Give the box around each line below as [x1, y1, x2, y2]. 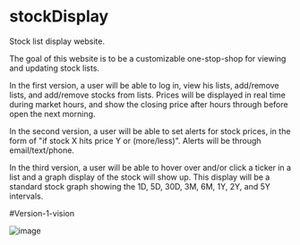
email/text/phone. [9, 145, 74, 156]
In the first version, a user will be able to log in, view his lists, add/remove [9, 80, 279, 90]
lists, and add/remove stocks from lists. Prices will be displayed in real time [9, 89, 287, 100]
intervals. [9, 190, 44, 201]
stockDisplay [9, 6, 109, 27]
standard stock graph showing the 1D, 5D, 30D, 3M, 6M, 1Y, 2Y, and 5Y [9, 181, 271, 191]
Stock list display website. [9, 36, 106, 46]
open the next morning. [9, 108, 96, 119]
